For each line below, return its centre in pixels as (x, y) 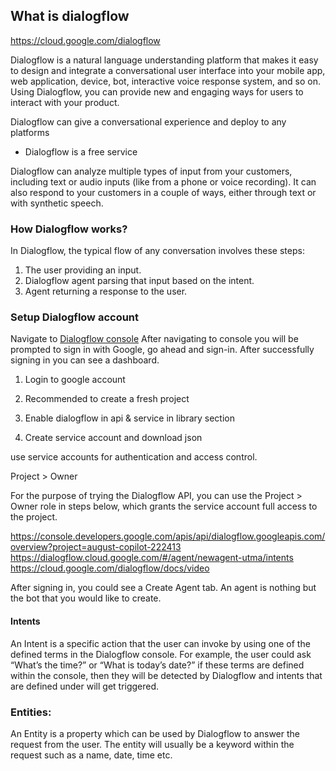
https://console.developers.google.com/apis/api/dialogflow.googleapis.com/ (168, 536)
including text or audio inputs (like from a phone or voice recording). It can (163, 181)
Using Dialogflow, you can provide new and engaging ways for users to (157, 91)
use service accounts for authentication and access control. (134, 457)
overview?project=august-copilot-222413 (96, 547)
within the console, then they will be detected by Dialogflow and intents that (166, 675)
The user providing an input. (83, 270)
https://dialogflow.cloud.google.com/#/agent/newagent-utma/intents (152, 558)
